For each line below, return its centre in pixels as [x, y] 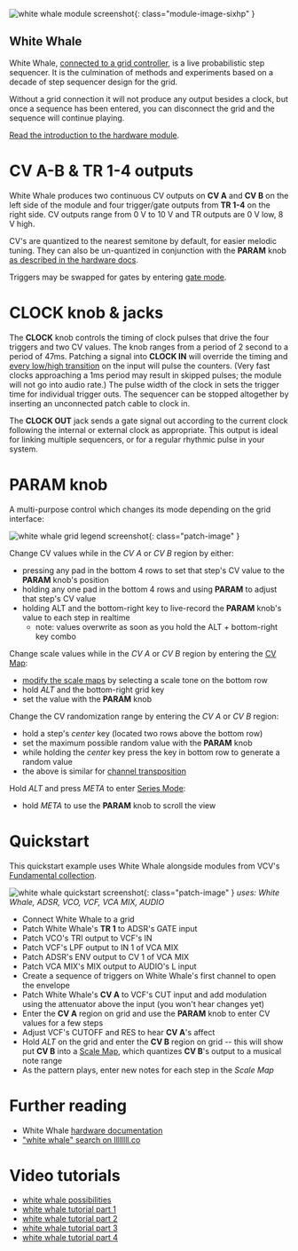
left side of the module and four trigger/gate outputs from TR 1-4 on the [140, 205]
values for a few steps [63, 1023]
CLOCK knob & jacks [86, 313]
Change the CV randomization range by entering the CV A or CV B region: [144, 716]
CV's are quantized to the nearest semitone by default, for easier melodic [143, 240]
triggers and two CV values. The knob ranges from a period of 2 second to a [149, 347]
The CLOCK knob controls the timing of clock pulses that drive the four [139, 337]
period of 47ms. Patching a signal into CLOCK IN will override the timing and [149, 356]
